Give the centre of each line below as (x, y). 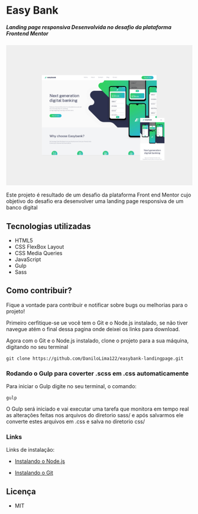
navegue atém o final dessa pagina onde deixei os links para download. (93, 329)
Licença (21, 491)
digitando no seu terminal (37, 347)
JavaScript (28, 259)
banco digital (22, 208)
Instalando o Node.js (40, 461)
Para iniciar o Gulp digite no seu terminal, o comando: (72, 386)
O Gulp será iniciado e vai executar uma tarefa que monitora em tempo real (98, 409)
